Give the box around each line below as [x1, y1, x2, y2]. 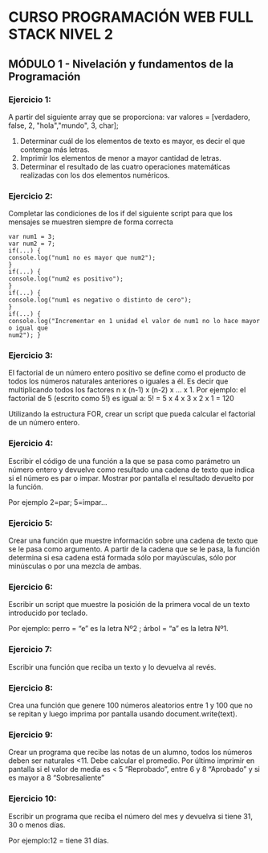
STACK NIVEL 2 [8, 25, 114, 43]
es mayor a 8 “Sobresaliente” [8, 773, 105, 783]
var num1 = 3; [8, 233, 56, 241]
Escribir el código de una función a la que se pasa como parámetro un [8, 456, 241, 465]
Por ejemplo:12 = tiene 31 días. [8, 835, 110, 845]
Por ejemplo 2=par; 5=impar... [8, 497, 108, 506]
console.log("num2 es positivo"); [8, 275, 124, 283]
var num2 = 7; [8, 240, 56, 248]
